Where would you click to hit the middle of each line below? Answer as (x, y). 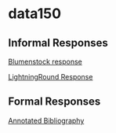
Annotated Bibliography (46, 120)
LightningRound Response (51, 77)
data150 (34, 14)
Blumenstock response (45, 61)
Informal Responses (58, 43)
